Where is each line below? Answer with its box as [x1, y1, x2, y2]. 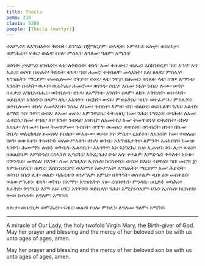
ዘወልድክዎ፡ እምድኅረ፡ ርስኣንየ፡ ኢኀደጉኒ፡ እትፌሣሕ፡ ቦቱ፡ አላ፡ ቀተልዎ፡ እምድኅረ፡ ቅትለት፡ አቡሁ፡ [6, 150, 194, 158]
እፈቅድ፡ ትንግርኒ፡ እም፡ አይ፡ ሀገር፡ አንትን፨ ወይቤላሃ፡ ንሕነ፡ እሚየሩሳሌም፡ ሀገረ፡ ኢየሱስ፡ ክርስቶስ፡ [6, 185, 196, 192]
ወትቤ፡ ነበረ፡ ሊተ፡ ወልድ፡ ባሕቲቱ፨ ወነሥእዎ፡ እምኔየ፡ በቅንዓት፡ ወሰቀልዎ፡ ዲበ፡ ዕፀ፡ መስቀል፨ [6, 171, 189, 178]
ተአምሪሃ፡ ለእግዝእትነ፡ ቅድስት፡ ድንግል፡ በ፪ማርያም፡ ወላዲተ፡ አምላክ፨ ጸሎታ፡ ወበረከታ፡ [6, 43, 179, 50]
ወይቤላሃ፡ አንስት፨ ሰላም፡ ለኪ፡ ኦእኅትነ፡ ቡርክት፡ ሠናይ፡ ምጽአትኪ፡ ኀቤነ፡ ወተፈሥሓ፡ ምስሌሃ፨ [6, 96, 193, 103]
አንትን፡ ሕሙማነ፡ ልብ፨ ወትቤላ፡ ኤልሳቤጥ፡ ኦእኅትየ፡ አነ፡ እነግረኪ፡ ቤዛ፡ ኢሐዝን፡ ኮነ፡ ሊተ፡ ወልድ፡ [6, 144, 196, 151]
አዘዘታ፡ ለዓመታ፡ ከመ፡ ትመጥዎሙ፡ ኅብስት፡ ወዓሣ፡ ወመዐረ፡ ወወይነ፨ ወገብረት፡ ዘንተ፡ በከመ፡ [6, 123, 187, 131]
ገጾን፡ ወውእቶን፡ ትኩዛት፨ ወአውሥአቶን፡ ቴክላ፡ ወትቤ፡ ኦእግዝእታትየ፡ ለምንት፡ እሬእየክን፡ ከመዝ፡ [6, 137, 195, 144]
